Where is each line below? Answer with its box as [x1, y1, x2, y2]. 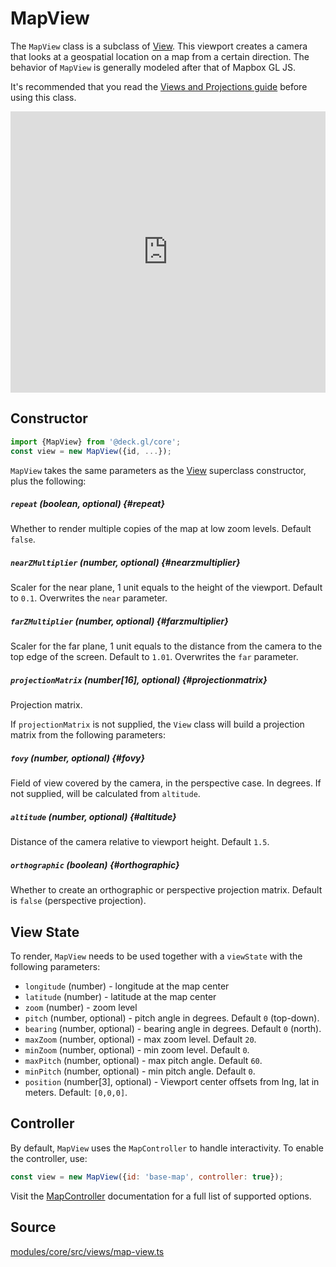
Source [10, 1219, 57, 1236]
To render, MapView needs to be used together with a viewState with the [10, 950, 303, 962]
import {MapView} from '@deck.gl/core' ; [10, 437, 182, 447]
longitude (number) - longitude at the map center [24, 980, 230, 992]
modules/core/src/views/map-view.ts [10, 1245, 165, 1257]
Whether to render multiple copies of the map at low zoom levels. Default [10, 523, 312, 535]
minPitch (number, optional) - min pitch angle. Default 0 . [24, 1065, 256, 1077]
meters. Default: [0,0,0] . [24, 1087, 128, 1099]
